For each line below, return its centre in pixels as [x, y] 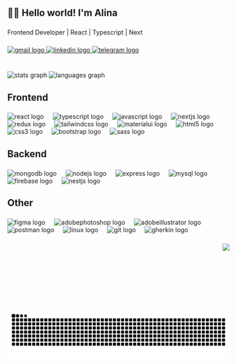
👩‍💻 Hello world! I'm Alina [62, 13]
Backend [27, 153]
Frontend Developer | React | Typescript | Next [75, 32]
